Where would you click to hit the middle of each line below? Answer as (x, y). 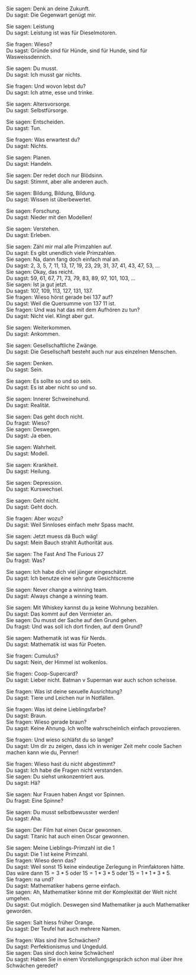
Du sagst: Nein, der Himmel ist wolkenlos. (57, 662)
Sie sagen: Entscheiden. (36, 122)
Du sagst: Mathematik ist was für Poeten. (56, 644)
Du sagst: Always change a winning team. (57, 596)
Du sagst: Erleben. (29, 235)
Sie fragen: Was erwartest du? (43, 140)
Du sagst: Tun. (24, 128)
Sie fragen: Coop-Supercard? (42, 673)
